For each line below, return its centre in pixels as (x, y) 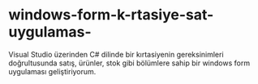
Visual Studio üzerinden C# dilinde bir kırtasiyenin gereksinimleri (116, 54)
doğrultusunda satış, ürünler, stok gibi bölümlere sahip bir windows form (129, 63)
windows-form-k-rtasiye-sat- (111, 15)
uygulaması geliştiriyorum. (52, 71)
